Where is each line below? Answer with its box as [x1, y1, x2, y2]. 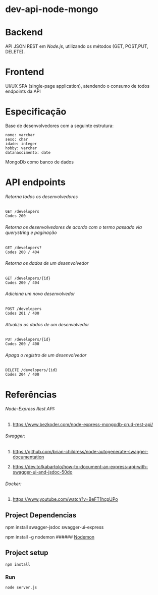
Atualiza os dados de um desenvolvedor [5, 321, 89, 327]
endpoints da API [5, 88, 41, 94]
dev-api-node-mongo [5, 4, 98, 15]
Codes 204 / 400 [5, 372, 39, 377]
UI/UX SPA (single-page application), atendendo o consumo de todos [5, 83, 150, 89]
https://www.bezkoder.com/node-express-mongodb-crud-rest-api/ [12, 421, 153, 427]
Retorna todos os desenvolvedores [5, 193, 78, 200]
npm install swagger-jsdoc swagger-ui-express [5, 524, 104, 530]
